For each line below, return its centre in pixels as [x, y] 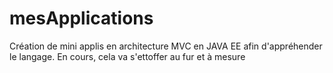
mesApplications [81, 18]
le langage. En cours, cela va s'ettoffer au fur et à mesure [127, 56]
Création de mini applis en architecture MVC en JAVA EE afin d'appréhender [166, 46]
